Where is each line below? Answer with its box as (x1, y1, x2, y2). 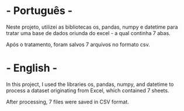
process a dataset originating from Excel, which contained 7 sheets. (6, 86, 169, 94)
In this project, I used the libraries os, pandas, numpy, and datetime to (6, 81, 174, 88)
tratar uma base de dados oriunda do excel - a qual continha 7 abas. (6, 29, 171, 36)
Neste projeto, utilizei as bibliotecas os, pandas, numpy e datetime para (6, 23, 178, 30)
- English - (6, 61, 57, 75)
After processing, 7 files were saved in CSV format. (6, 98, 130, 105)
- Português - (6, 4, 73, 18)
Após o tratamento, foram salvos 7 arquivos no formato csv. (6, 41, 150, 48)
